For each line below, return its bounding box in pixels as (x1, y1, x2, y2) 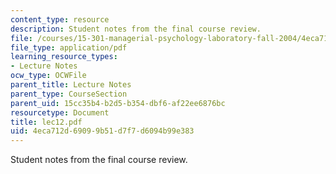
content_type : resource (10, 14, 110, 25)
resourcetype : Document (10, 107, 110, 118)
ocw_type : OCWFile (10, 71, 87, 81)
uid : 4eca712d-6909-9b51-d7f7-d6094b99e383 (10, 126, 195, 136)
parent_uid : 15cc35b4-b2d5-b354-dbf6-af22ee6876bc (10, 98, 226, 108)
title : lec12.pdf (10, 117, 83, 127)
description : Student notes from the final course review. (10, 24, 262, 34)
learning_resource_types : (10, 52, 118, 62)
